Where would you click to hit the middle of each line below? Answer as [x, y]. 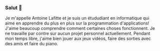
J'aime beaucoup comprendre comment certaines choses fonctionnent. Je [80, 28]
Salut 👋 [14, 8]
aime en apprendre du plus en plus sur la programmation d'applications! [77, 23]
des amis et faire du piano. [32, 44]
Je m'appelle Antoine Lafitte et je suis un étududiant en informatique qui [77, 18]
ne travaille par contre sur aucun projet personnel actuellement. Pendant [78, 34]
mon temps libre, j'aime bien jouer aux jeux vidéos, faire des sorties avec [78, 38]
